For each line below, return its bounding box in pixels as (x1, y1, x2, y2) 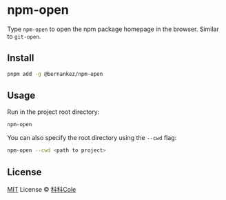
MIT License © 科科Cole (7, 186, 76, 193)
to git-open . (7, 32, 41, 40)
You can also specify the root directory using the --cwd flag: (7, 134, 177, 142)
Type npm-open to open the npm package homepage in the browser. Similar (7, 25, 219, 33)
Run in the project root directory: (7, 108, 100, 116)
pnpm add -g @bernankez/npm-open (7, 70, 103, 77)
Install (7, 52, 34, 64)
